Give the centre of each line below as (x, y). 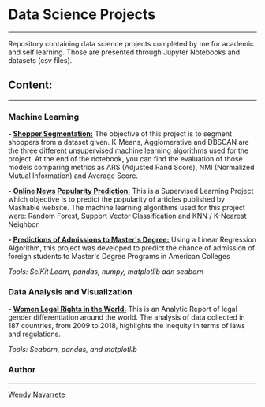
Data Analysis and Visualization (70, 291)
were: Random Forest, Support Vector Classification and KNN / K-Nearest (127, 216)
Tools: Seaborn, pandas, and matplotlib (73, 350)
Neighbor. (24, 224)
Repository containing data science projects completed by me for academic (131, 43)
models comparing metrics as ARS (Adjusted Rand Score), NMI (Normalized (131, 168)
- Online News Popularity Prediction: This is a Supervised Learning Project (131, 191)
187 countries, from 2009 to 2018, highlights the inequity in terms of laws (127, 326)
